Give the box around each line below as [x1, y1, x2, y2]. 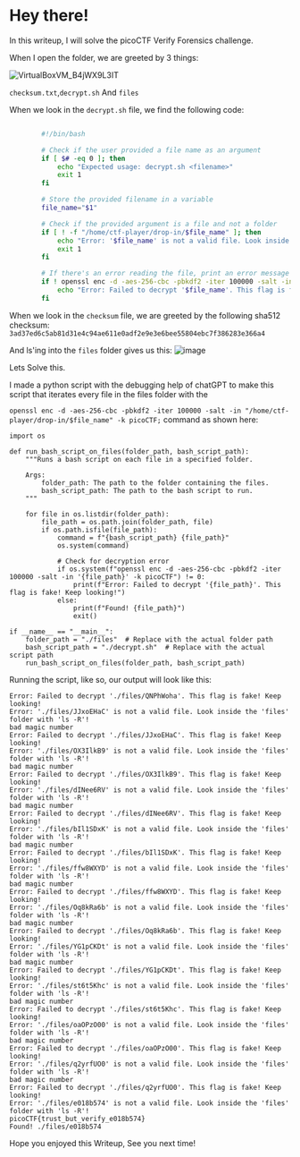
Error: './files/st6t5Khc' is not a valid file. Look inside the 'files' [9, 981, 290, 990]
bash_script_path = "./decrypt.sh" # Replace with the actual [25, 642, 266, 651]
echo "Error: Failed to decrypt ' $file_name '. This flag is [56, 285, 286, 295]
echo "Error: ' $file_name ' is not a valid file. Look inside [56, 236, 290, 245]
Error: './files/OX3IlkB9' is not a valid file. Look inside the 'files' [9, 746, 290, 755]
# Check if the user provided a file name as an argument [41, 145, 262, 155]
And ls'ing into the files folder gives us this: [9, 345, 172, 355]
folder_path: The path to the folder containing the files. [41, 478, 270, 488]
